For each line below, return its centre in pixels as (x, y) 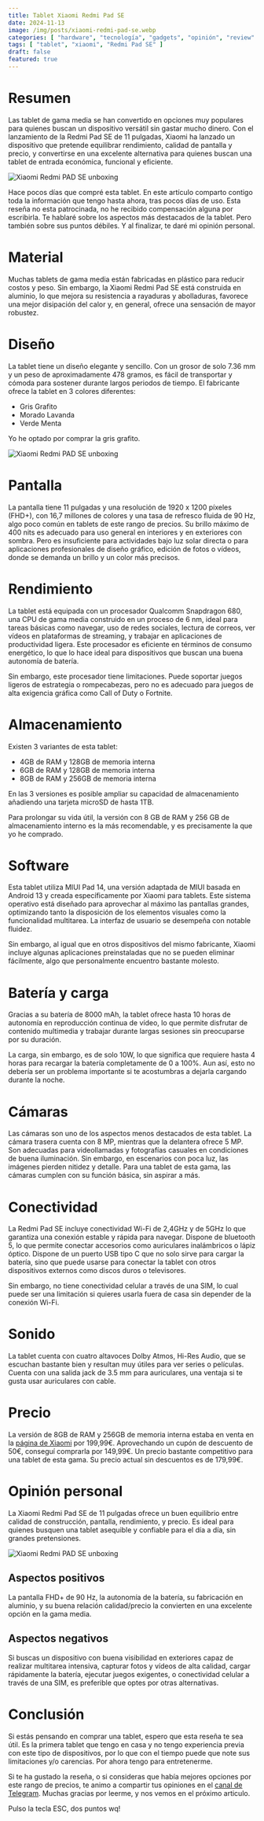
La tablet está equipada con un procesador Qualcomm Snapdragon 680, (125, 611)
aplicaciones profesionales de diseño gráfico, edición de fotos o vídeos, (125, 549)
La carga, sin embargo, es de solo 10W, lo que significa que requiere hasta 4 (132, 1055)
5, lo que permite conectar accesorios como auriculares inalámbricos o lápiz (132, 1245)
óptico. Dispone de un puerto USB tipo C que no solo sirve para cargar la (126, 1254)
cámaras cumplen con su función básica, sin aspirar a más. (104, 1175)
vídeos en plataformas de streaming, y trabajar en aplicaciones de (115, 636)
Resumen (40, 98)
